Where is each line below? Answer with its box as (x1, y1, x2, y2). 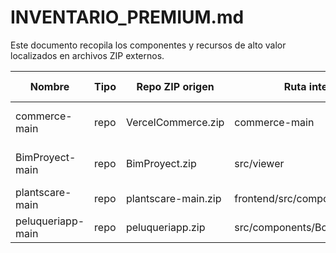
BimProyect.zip (125, 156, 197, 170)
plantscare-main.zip (125, 191, 222, 205)
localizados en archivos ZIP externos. (10, 49, 165, 61)
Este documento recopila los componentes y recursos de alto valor (10, 39, 287, 51)
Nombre (29, 79, 70, 93)
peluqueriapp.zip (125, 220, 206, 234)
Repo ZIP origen (136, 79, 215, 93)
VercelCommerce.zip (125, 115, 225, 129)
